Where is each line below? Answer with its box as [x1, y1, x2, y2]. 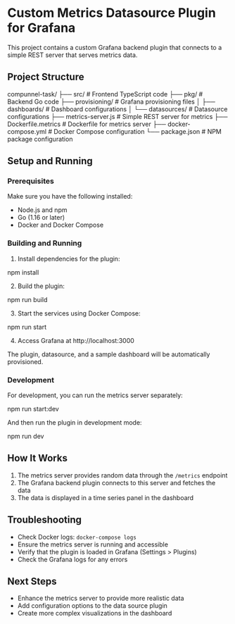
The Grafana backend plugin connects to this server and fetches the [17, 478, 216, 487]
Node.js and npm [17, 206, 68, 214]
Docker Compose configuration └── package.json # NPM [53, 127, 222, 135]
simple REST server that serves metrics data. [7, 51, 138, 59]
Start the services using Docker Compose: [17, 308, 141, 318]
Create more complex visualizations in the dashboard [17, 609, 172, 618]
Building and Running [7, 238, 82, 248]
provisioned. [7, 357, 44, 366]
